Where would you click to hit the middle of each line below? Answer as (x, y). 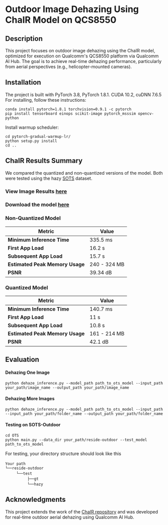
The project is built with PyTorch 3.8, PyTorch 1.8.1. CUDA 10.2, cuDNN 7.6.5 (83, 95)
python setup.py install (31, 141)
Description (24, 39)
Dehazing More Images (30, 399)
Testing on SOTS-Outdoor (33, 425)
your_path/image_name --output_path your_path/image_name (67, 388)
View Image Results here (36, 191)
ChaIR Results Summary (44, 161)
